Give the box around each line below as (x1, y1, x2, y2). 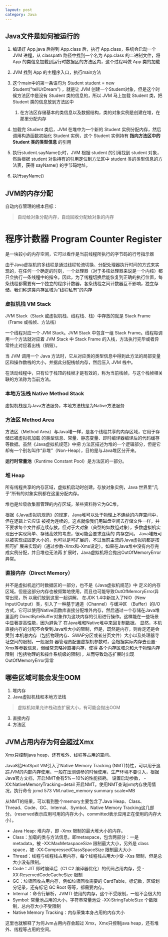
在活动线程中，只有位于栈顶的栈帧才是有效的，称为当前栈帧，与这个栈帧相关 (5, 370, 163, 376)
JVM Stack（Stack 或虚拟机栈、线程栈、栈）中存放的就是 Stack (5, 313, 136, 319)
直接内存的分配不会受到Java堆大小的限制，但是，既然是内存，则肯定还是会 (5, 626, 160, 632)
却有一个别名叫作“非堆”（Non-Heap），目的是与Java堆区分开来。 (5, 447, 139, 453)
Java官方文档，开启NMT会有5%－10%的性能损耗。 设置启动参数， (5, 775, 143, 781)
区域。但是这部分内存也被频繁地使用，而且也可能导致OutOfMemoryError (5, 588, 154, 594)
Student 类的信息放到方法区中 (12, 99, 74, 105)
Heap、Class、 (113, 798, 145, 804)
